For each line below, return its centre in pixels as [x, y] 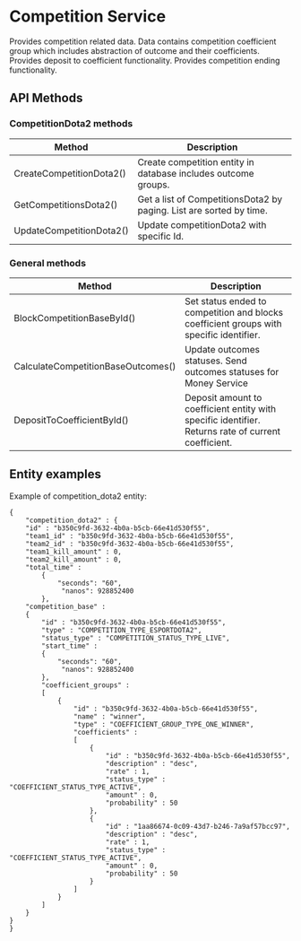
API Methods [46, 98]
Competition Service [88, 17]
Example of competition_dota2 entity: [78, 496]
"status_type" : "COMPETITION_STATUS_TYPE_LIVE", [136, 638]
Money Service [217, 383]
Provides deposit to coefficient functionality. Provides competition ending [145, 60]
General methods [48, 263]
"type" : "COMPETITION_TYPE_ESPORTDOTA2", [122, 630]
